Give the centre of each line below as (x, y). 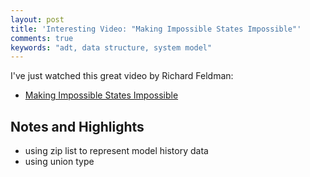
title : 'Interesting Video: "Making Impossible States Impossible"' (156, 29)
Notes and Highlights (77, 126)
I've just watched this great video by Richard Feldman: (122, 76)
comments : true (42, 38)
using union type (59, 162)
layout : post (37, 19)
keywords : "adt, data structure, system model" (111, 47)
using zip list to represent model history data (116, 151)
